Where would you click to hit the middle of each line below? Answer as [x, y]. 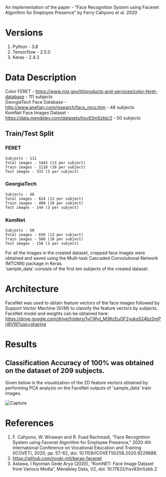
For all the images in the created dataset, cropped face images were [75, 253]
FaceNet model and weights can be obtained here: [57, 314]
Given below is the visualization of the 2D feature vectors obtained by [77, 383]
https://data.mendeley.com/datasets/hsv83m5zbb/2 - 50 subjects [73, 118]
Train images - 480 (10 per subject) [44, 203]
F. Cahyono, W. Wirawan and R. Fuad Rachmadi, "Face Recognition [81, 437]
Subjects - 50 [20, 230]
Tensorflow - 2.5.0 [31, 52]
